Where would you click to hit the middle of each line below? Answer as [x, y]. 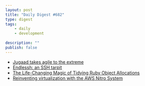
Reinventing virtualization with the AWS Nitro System [68, 78]
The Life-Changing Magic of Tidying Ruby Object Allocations [76, 73]
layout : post [19, 10]
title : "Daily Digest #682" [35, 15]
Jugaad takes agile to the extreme [48, 62]
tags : [11, 24]
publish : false [21, 48]
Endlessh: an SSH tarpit [37, 67]
